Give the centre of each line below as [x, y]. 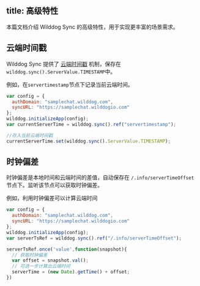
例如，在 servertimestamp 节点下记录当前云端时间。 [70, 84]
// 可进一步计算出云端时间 [41, 266]
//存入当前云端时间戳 [30, 135]
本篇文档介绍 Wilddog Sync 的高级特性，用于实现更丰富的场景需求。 [92, 27]
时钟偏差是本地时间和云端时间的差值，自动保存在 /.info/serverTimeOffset [100, 178]
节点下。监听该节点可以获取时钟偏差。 [54, 185]
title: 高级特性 [32, 11]
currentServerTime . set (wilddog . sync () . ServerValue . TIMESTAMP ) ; [89, 141]
